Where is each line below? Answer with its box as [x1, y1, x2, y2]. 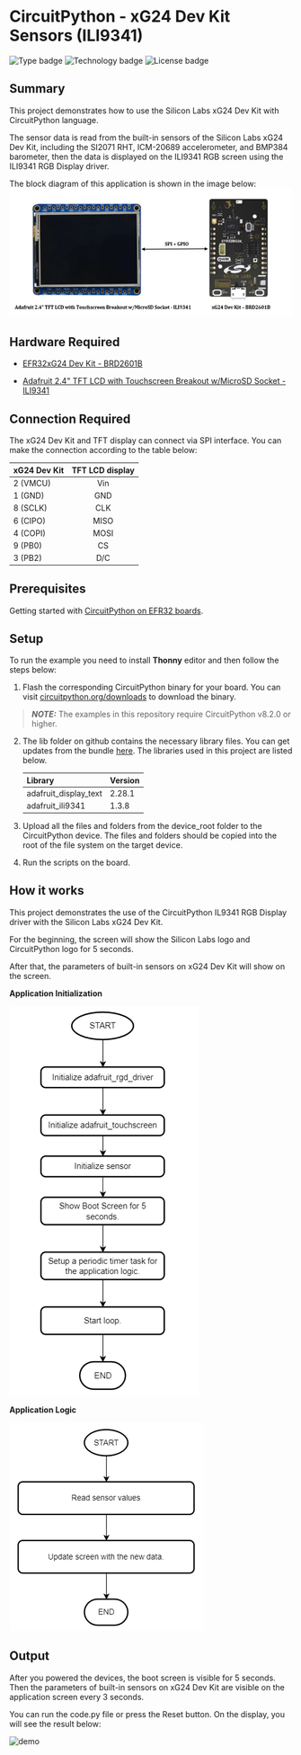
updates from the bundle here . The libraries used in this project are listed [22, 745, 293, 756]
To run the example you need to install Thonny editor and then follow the [9, 655, 279, 666]
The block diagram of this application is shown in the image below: [9, 178, 257, 189]
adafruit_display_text [26, 788, 103, 799]
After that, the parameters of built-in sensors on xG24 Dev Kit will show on [9, 960, 286, 972]
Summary [9, 81, 66, 96]
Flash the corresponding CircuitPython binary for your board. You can [22, 682, 281, 693]
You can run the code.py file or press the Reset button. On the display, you [9, 1708, 286, 1719]
